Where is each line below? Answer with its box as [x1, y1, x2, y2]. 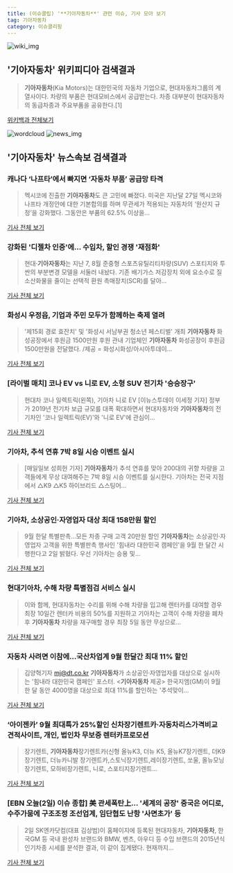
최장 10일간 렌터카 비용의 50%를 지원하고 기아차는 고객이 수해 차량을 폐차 [24, 609, 224, 618]
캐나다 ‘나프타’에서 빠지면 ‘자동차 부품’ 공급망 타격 [7, 174, 164, 184]
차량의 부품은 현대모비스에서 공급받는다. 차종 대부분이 [50, 92, 196, 101]
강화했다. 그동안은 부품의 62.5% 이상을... [39, 208, 150, 217]
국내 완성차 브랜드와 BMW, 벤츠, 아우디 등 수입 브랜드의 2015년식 [49, 834, 225, 843]
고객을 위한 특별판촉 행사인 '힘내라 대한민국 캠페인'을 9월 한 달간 [42, 541, 217, 549]
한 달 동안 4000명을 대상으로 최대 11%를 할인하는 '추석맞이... [24, 686, 189, 694]
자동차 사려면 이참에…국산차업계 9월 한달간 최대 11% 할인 [7, 652, 188, 661]
